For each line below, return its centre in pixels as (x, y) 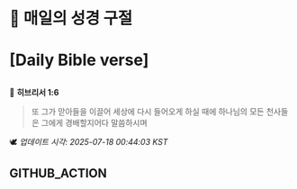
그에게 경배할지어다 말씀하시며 (94, 122)
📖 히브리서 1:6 (34, 92)
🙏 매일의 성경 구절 (71, 18)
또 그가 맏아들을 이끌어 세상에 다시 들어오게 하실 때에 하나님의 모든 (148, 111)
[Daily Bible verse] (79, 60)
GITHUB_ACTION (58, 173)
